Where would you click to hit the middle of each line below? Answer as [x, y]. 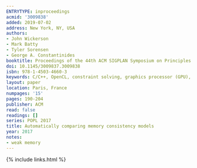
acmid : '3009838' [27, 17]
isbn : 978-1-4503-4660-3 [37, 72]
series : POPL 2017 [29, 121]
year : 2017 [19, 132]
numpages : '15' [25, 93]
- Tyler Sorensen [27, 50]
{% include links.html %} [36, 159]
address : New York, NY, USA [41, 28]
